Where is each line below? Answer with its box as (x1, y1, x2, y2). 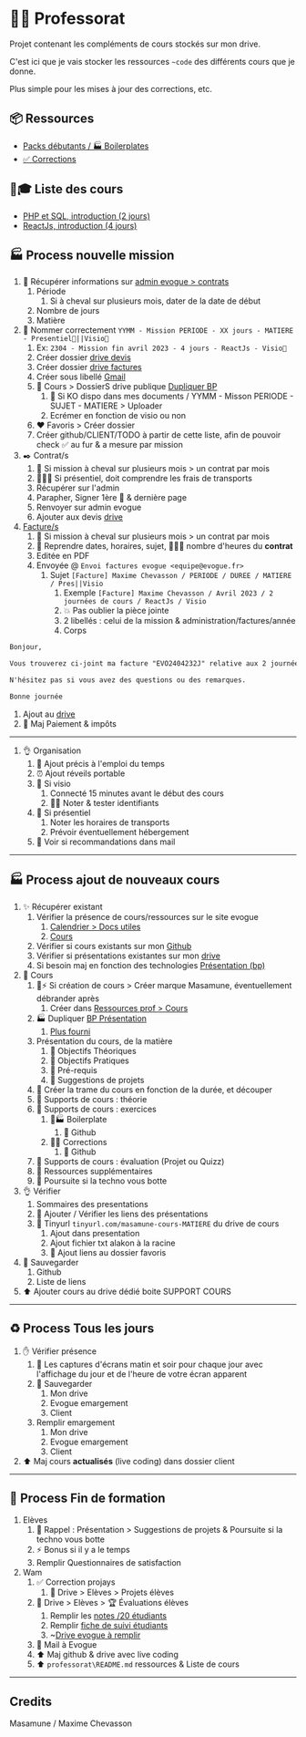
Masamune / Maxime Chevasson (9, 1718, 133, 1729)
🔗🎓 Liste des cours (9, 181, 124, 197)
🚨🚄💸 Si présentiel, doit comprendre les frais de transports (36, 473, 253, 484)
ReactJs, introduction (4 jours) (22, 220, 138, 231)
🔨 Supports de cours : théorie (36, 1093, 148, 1104)
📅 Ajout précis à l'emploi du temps (36, 758, 166, 769)
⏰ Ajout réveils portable (36, 768, 126, 779)
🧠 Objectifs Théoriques (49, 1045, 137, 1056)
